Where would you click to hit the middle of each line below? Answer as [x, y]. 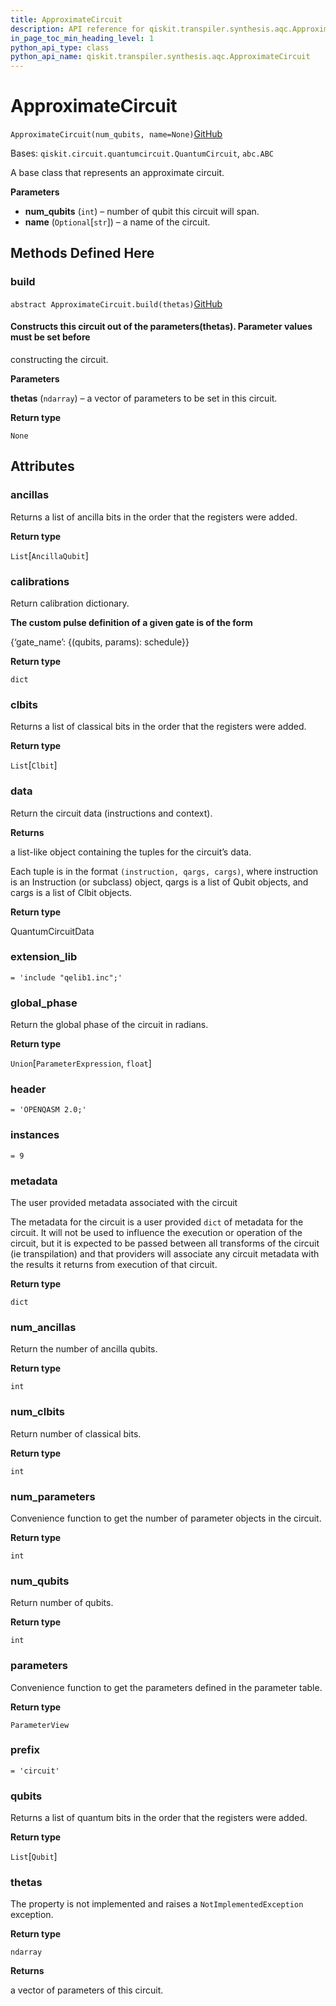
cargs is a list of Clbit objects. [71, 892]
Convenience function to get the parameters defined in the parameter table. [166, 1687]
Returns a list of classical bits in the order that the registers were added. [158, 727]
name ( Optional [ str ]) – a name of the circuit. [117, 222]
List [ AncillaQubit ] [49, 555]
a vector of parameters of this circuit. [87, 1990]
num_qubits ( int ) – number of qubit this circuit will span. [142, 212]
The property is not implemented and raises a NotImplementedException [157, 1904]
